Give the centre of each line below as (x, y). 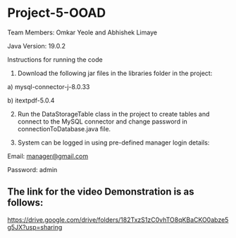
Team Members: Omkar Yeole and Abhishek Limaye (82, 32)
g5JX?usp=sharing (35, 227)
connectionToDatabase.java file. (64, 128)
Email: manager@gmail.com (48, 156)
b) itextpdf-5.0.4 (31, 100)
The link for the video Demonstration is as (101, 192)
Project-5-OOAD (57, 13)
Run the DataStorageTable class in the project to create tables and (113, 114)
